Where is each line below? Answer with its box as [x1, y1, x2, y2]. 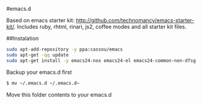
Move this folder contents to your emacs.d [6, 91, 112, 98]
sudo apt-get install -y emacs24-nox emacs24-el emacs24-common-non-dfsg [6, 57, 197, 64]
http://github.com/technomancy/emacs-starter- [76, 17, 195, 23]
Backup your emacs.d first [6, 69, 72, 76]
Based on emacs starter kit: [6, 17, 75, 23]
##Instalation [6, 35, 39, 41]
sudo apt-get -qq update [6, 52, 69, 58]
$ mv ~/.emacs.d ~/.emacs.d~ [6, 80, 80, 86]
